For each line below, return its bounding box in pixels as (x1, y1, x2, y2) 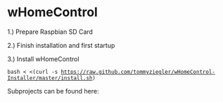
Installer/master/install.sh (7, 75, 93, 82)
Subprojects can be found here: (7, 87, 99, 95)
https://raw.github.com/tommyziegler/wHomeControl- (60, 68, 216, 75)
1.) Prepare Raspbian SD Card (7, 27, 94, 36)
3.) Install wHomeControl (7, 54, 79, 63)
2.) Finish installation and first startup (7, 41, 115, 49)
